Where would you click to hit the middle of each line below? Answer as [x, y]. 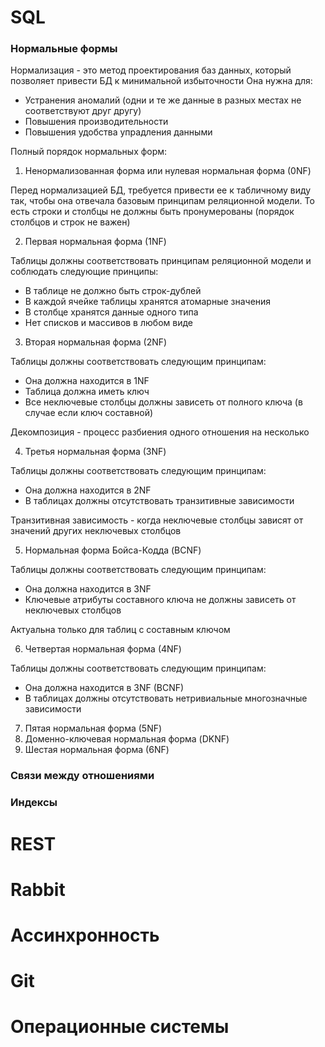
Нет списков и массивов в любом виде [108, 323]
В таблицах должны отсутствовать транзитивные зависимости [159, 501]
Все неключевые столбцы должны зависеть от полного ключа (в [163, 402]
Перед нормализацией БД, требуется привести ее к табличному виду [161, 190]
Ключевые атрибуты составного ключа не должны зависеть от [160, 600]
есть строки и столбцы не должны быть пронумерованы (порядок [152, 212]
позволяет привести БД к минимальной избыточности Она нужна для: [161, 81]
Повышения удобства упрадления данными [118, 132]
